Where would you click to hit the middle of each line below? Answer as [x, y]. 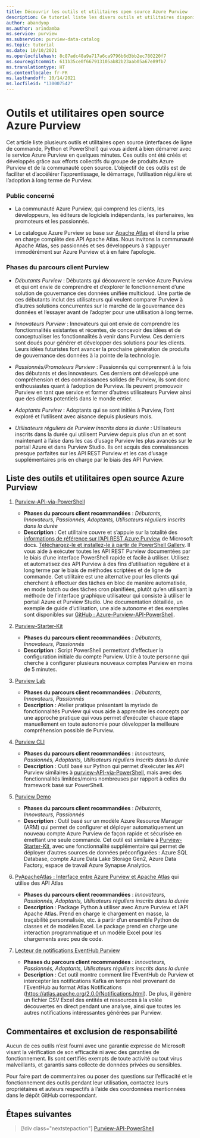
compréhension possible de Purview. [69, 730]
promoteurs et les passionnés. [52, 222]
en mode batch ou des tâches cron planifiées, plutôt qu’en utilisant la [108, 589]
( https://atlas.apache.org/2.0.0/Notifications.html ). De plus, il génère [107, 994]
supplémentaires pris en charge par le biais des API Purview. [89, 459]
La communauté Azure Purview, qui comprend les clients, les [90, 209]
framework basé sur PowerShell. [64, 785]
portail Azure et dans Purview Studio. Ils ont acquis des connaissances [102, 447]
